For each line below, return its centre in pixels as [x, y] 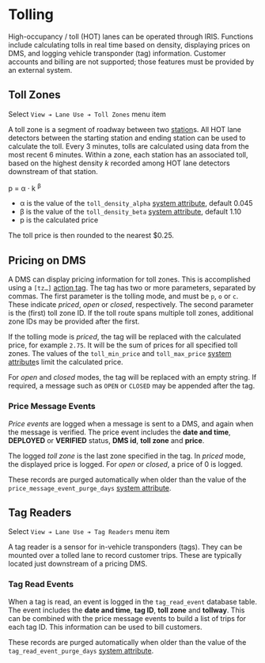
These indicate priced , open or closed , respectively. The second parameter [131, 305]
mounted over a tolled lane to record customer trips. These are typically [125, 555]
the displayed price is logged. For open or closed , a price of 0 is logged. [126, 464]
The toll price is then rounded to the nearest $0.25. [91, 236]
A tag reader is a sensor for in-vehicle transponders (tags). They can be [125, 547]
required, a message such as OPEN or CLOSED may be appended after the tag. [132, 386]
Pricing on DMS [47, 260]
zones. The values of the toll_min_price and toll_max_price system [120, 354]
